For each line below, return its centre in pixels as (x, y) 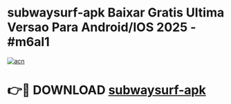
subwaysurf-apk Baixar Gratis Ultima (116, 13)
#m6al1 (28, 42)
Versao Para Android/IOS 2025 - (102, 27)
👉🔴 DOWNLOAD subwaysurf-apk (107, 90)
